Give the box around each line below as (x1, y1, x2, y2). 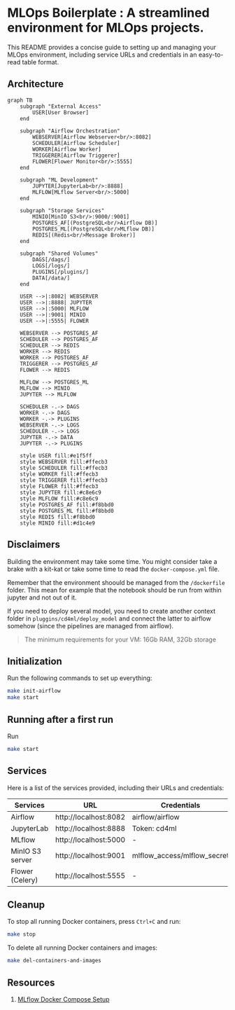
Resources (7, 976, 55, 988)
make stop (7, 931, 36, 938)
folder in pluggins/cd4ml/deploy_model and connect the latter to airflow (7, 614, 211, 623)
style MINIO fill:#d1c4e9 (20, 520, 96, 527)
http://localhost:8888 (55, 823, 126, 833)
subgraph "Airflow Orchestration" (20, 127, 120, 134)
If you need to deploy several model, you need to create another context (7, 607, 215, 615)
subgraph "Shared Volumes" (20, 250, 99, 257)
